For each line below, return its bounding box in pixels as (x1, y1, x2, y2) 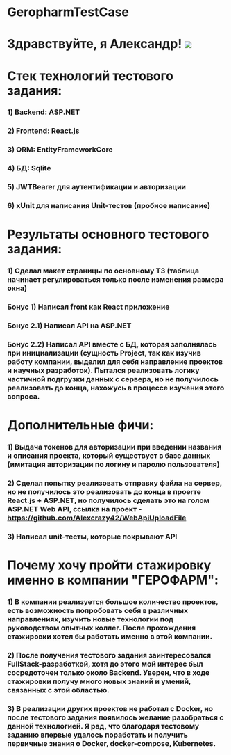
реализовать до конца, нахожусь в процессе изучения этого (7, 383, 225, 392)
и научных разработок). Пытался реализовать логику (7, 365, 200, 375)
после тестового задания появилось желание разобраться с (7, 713, 224, 722)
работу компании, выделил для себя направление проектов (7, 356, 223, 366)
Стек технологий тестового (7, 67, 173, 84)
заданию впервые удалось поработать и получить (7, 730, 189, 740)
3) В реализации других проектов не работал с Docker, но (7, 704, 214, 713)
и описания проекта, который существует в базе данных (7, 451, 211, 461)
